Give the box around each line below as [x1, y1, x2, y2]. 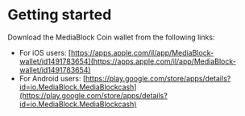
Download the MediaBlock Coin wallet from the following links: [7, 32, 215, 42]
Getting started [7, 6, 112, 24]
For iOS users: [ [19, 48, 72, 57]
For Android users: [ [19, 73, 86, 83]
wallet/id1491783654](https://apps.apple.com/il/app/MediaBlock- [19, 56, 237, 66]
